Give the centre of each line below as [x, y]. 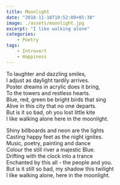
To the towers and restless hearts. [48, 93]
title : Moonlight [28, 12]
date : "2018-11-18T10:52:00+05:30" [51, 17]
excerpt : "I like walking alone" [48, 29]
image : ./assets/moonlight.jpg [45, 23]
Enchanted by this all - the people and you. [59, 162]
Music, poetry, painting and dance [49, 143]
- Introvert [32, 51]
